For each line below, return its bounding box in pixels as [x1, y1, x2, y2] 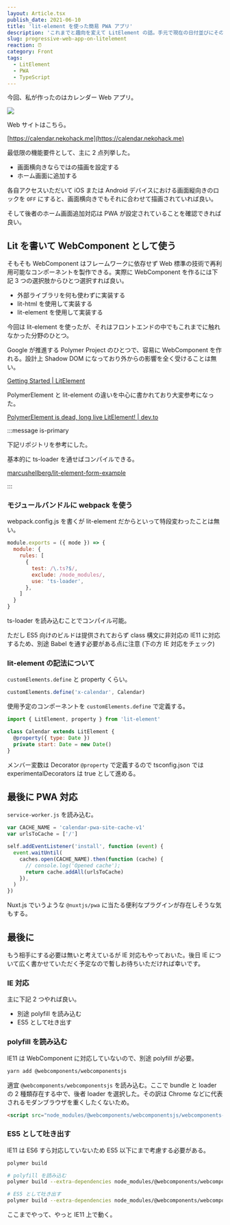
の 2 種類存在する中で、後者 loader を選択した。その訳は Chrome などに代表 [7, 1089, 223, 1098]
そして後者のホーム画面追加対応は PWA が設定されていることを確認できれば [7, 210, 222, 218]
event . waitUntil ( [13, 850, 63, 856]
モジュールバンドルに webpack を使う [7, 501, 133, 510]
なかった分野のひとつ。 [7, 332, 73, 340]
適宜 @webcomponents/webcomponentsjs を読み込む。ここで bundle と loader [7, 1080, 217, 1089]
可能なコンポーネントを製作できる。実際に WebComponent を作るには [12, 268, 212, 276]
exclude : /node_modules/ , [31, 571, 106, 578]
